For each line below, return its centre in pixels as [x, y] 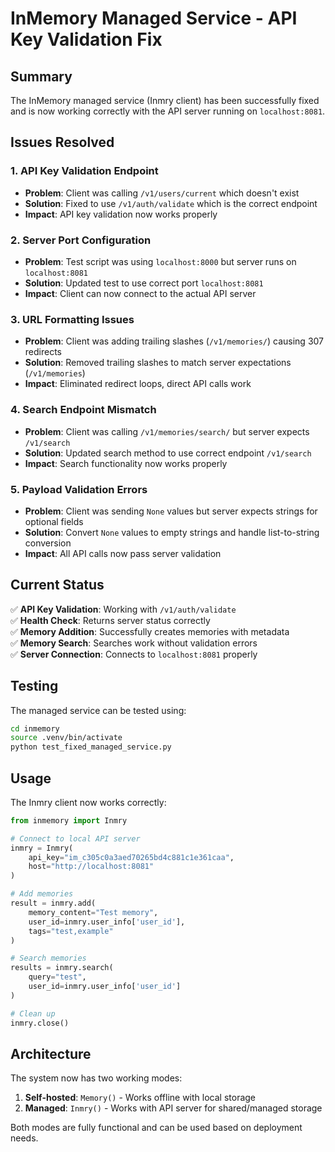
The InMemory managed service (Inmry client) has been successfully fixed [165, 100]
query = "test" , [57, 977]
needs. [24, 1138]
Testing [34, 686]
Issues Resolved [62, 142]
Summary [41, 76]
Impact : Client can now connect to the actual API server [140, 293]
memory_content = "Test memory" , [93, 912]
